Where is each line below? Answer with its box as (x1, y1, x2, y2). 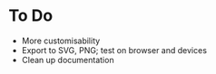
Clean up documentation (21, 54, 114, 65)
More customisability (21, 35, 101, 46)
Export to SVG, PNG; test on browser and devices (21, 44, 208, 55)
